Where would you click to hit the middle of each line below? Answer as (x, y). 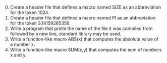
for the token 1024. (30, 12)
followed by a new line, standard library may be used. (66, 34)
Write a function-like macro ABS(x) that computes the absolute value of (84, 39)
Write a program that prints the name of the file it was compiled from (81, 28)
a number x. (22, 44)
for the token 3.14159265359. (40, 23)
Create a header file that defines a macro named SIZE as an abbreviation (86, 7)
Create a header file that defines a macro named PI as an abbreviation (83, 18)
